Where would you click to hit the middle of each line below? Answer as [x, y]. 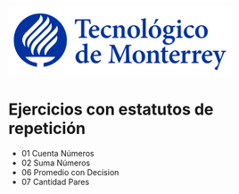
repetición [47, 129]
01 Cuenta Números [58, 153]
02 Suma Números [56, 163]
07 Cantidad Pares [55, 181]
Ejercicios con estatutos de [111, 110]
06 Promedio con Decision [70, 172]
